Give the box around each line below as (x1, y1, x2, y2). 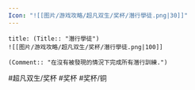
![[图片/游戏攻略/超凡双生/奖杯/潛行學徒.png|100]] (8, 43, 163, 51)
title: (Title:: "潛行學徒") (8, 35, 100, 43)
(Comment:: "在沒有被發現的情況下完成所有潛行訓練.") (8, 58, 168, 66)
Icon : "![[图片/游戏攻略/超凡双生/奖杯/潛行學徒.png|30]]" (8, 11, 189, 20)
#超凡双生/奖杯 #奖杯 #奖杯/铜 (8, 73, 107, 83)
